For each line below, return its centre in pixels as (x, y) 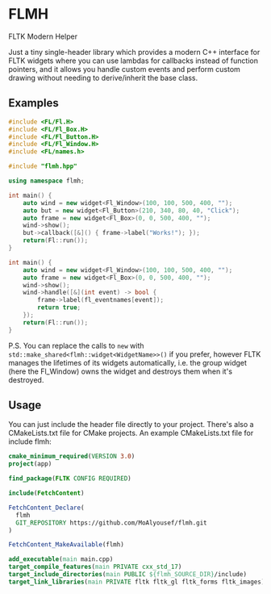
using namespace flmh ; (46, 181)
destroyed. (26, 379)
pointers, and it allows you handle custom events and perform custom (124, 69)
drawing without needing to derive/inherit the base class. (103, 77)
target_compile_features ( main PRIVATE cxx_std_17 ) (95, 567)
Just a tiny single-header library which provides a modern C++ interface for (134, 52)
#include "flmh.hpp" (43, 166)
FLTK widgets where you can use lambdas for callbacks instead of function (133, 61)
